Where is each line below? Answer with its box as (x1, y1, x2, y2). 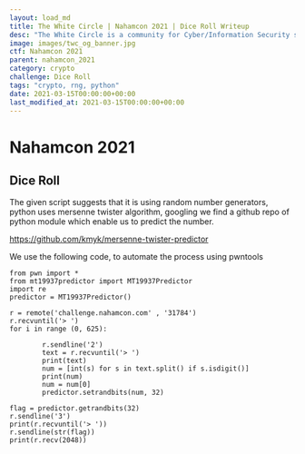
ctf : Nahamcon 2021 (9, 47, 84, 56)
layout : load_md (9, 13, 71, 23)
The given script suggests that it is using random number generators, (9, 197, 269, 208)
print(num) (42, 372, 84, 381)
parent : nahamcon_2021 (9, 55, 95, 64)
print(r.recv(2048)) (9, 436, 88, 445)
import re (9, 285, 47, 294)
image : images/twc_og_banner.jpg (9, 38, 136, 48)
